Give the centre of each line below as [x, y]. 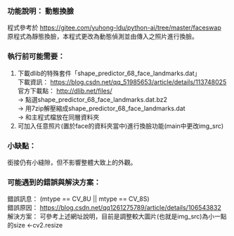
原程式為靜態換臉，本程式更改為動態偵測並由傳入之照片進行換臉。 [103, 37]
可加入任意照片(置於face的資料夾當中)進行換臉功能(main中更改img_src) [121, 126]
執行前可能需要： [36, 56]
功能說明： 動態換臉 [41, 11]
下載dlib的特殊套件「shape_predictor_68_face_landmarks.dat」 [109, 73]
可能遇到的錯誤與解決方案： [54, 182]
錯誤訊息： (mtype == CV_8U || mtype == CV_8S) [78, 199]
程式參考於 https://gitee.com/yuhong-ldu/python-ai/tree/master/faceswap [114, 28]
